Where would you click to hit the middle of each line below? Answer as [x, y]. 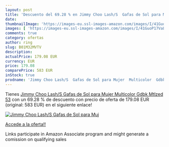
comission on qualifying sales [36, 139]
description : [19, 52]
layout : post [19, 10]
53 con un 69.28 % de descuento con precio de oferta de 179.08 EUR [77, 99]
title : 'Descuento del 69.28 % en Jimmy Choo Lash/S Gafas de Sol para [83, 15]
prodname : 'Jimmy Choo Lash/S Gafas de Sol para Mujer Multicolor [78, 80]
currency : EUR [20, 61]
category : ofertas [24, 38]
